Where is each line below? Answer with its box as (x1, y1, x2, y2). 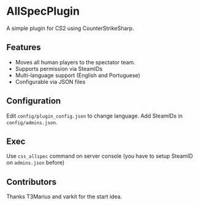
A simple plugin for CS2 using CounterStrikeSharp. (6, 24, 135, 32)
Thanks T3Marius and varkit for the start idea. (6, 193, 122, 200)
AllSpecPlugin (6, 4, 80, 18)
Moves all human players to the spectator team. (15, 58, 136, 65)
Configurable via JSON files (15, 78, 86, 85)
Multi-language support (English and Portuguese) (15, 72, 141, 79)
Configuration (6, 96, 61, 106)
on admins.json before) (6, 159, 65, 166)
